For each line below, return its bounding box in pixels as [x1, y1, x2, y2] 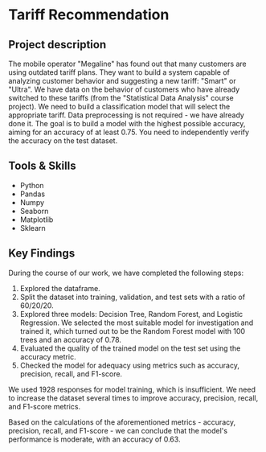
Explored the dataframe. [19, 283, 100, 293]
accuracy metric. [19, 351, 76, 361]
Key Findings [8, 247, 76, 261]
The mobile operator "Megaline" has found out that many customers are [8, 59, 247, 68]
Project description [8, 38, 107, 51]
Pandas [19, 189, 46, 199]
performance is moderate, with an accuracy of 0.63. [8, 434, 181, 444]
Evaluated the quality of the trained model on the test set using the [19, 343, 241, 353]
